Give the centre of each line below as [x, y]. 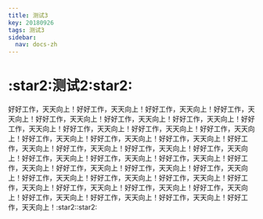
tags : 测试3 [26, 30]
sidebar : [22, 37]
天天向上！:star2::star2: [59, 207]
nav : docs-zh [36, 45]
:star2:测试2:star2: [70, 86]
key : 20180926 [31, 23]
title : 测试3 [28, 15]
